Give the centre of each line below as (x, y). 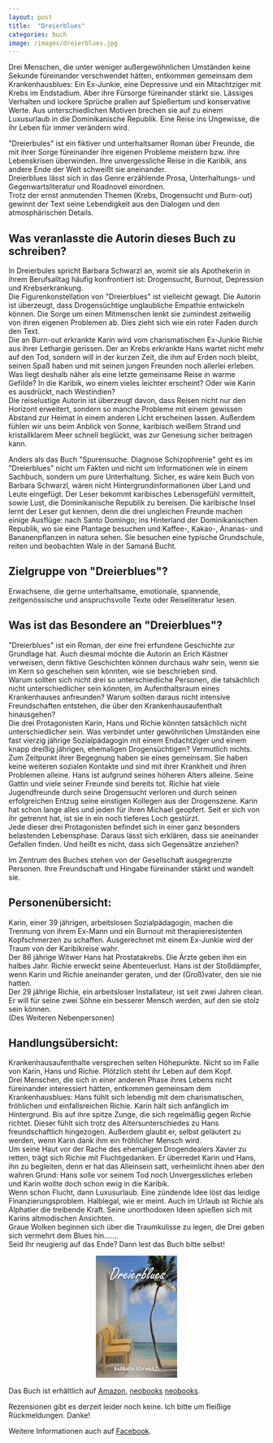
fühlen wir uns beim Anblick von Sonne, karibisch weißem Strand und (125, 427)
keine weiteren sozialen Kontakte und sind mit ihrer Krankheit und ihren (128, 766)
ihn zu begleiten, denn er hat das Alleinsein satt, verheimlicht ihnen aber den (136, 1167)
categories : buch (38, 34)
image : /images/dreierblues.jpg (63, 43)
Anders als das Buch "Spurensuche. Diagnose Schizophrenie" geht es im (131, 459)
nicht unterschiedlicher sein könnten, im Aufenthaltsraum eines (114, 688)
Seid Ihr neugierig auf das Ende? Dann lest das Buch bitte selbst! (117, 1244)
